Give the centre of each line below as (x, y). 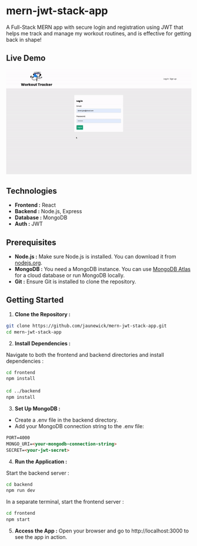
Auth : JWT (29, 224)
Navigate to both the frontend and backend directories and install (85, 355)
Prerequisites (31, 242)
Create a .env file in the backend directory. (66, 420)
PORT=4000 (18, 438)
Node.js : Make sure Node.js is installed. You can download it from (95, 256)
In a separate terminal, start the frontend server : (65, 502)
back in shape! (24, 39)
